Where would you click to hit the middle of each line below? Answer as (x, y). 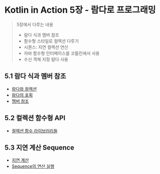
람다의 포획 (22, 95)
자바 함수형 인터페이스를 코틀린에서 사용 (62, 53)
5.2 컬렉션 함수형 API (35, 118)
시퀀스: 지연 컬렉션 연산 (46, 47)
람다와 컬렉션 (24, 89)
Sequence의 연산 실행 (33, 166)
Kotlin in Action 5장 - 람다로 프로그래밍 (80, 10)
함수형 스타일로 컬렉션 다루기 (51, 41)
